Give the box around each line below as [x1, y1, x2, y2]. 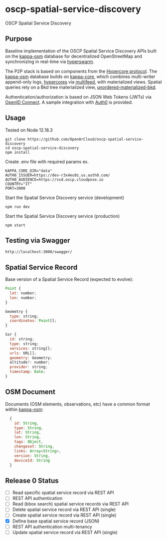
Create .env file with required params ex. [5, 159, 89, 165]
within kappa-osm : [5, 406, 44, 412]
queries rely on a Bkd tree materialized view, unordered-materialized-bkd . [5, 84, 157, 90]
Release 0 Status [5, 476, 59, 485]
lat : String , [14, 430, 41, 435]
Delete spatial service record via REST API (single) [12, 506, 116, 512]
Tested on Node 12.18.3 [5, 127, 53, 133]
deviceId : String [14, 458, 50, 463]
